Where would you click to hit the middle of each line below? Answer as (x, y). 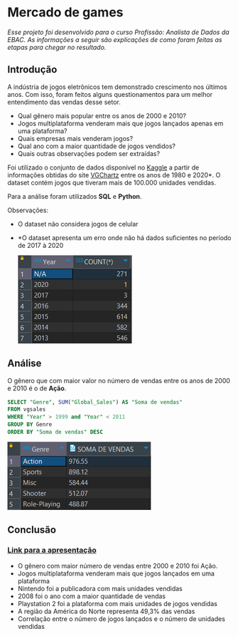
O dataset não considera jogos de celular (78, 224)
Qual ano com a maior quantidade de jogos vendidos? (97, 146)
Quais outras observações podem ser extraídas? (89, 153)
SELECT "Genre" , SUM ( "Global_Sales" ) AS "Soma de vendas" (95, 402)
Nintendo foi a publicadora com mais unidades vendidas (100, 588)
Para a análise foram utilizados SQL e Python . (75, 196)
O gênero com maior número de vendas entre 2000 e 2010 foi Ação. (118, 565)
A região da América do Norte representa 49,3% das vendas (106, 611)
